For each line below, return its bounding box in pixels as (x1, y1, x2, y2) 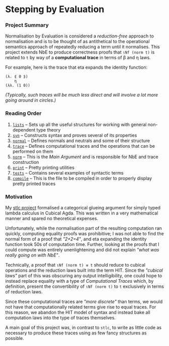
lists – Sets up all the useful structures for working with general (12, 121, 147, 127)
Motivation (5, 193, 33, 200)
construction (12, 159, 39, 165)
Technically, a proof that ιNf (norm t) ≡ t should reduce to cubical (5, 262, 145, 268)
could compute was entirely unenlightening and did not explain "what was (5, 247, 159, 253)
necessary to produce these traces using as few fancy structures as (5, 330, 147, 336)
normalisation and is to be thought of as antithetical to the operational (5, 38, 150, 45)
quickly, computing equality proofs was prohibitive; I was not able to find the (5, 231, 164, 237)
